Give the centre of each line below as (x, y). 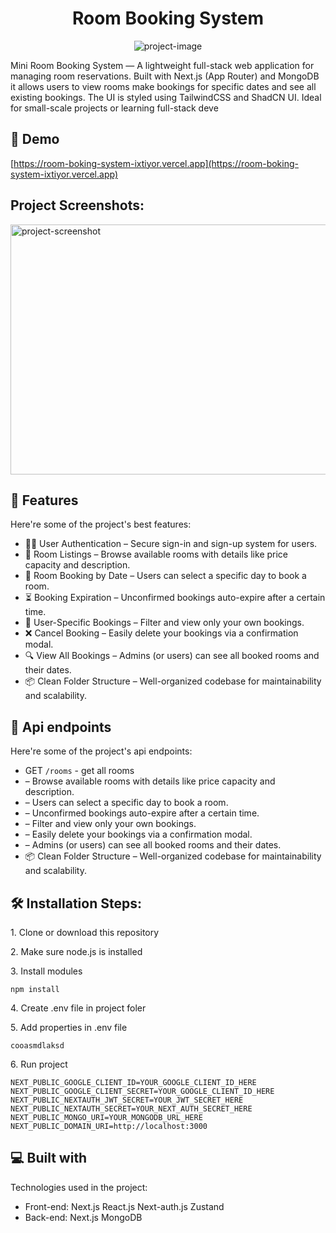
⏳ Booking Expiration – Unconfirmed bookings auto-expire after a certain (175, 598)
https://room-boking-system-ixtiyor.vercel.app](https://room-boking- (156, 163)
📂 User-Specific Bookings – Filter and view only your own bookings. (164, 623)
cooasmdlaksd (37, 1046)
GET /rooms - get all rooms (79, 771)
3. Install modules (46, 971)
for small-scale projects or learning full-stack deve (114, 108)
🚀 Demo (35, 139)
